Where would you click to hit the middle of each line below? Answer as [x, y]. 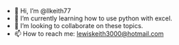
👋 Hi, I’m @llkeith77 [42, 11]
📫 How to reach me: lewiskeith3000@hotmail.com [89, 34]
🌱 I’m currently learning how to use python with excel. [93, 18]
